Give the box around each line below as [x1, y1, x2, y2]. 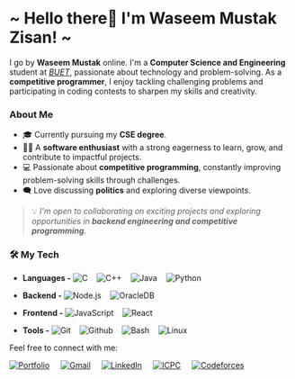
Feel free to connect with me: [9, 342, 119, 353]
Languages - [22, 272, 72, 283]
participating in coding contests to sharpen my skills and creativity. [9, 86, 258, 96]
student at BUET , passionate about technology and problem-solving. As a [9, 67, 282, 77]
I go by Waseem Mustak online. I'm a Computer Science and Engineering [9, 57, 286, 68]
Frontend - [22, 307, 64, 318]
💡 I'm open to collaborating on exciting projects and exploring [31, 206, 261, 217]
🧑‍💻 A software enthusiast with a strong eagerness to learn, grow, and [22, 142, 283, 153]
